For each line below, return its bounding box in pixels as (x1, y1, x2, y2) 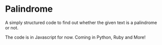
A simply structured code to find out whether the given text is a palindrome (5, 20, 158, 25)
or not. (5, 24, 19, 30)
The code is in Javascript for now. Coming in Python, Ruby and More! (5, 34, 146, 40)
